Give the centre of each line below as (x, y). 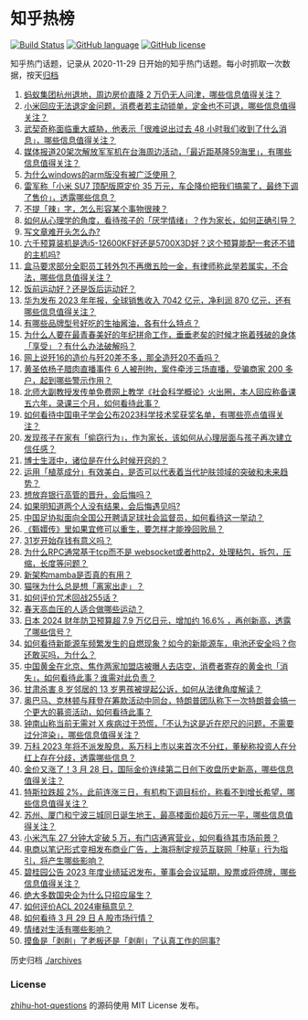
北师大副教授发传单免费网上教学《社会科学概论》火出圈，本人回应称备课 (159, 392)
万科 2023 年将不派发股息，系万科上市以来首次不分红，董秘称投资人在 (156, 746)
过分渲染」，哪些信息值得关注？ (82, 735)
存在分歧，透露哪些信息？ (88, 757)
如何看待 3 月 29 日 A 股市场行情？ (89, 918)
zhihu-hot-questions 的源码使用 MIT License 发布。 (107, 1005)
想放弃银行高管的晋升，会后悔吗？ (88, 494)
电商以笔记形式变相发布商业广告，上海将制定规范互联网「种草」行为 (152, 849)
